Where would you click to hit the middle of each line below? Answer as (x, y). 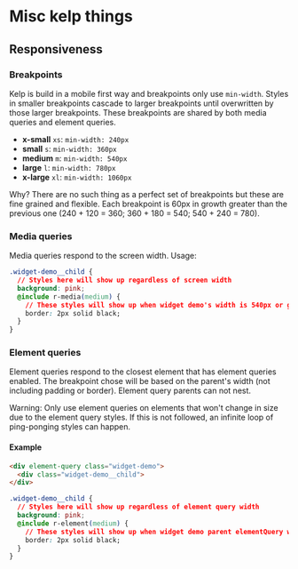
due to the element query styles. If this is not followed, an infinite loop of (141, 417)
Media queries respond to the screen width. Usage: (103, 256)
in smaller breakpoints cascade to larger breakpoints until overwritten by (141, 103)
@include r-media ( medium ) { (69, 297)
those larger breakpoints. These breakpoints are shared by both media (138, 112)
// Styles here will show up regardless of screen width (125, 280)
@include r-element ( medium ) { (73, 523)
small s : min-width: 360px (69, 148)
